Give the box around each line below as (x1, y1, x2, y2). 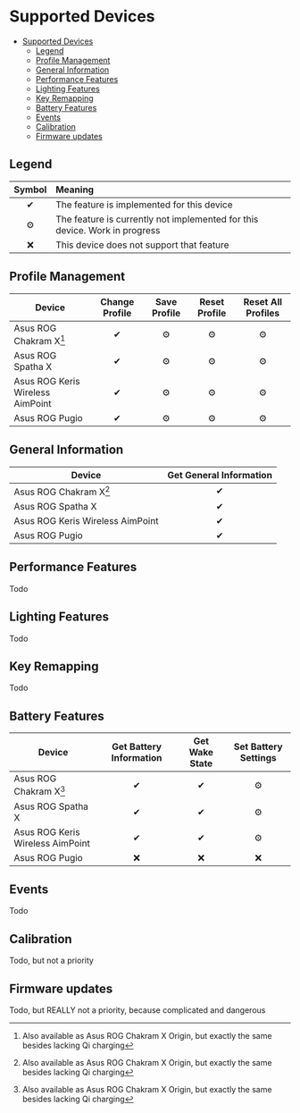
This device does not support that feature (54, 239, 229, 251)
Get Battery (111, 740, 162, 753)
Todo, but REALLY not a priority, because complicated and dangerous (9, 1005, 266, 1016)
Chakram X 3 (13, 784, 65, 797)
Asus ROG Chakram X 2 (13, 484, 111, 498)
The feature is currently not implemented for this (54, 213, 259, 225)
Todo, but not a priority (9, 955, 94, 966)
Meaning (54, 183, 95, 196)
